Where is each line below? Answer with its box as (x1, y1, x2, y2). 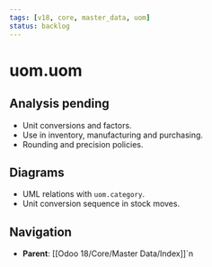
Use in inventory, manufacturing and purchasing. (22, 129, 204, 140)
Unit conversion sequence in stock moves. (22, 199, 181, 209)
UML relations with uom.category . (22, 189, 146, 200)
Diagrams (9, 165, 65, 180)
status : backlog (9, 22, 70, 31)
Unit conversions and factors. (22, 120, 132, 130)
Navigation (9, 224, 72, 239)
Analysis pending (9, 96, 110, 111)
